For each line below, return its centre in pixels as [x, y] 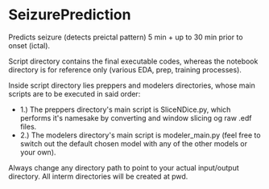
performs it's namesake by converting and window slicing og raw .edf [136, 117]
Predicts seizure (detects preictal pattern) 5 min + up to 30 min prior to [126, 37]
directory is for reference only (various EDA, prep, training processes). [125, 69]
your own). [38, 152]
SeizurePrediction [70, 15]
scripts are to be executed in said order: [74, 93]
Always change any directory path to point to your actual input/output [124, 167]
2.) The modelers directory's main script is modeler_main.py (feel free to [140, 135]
